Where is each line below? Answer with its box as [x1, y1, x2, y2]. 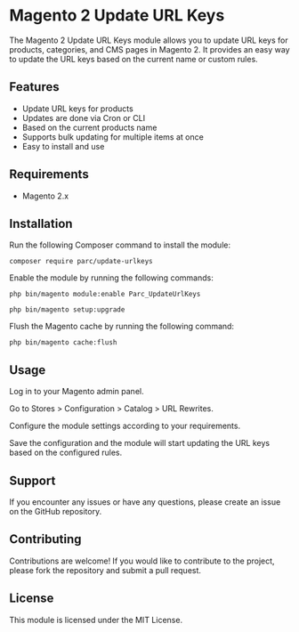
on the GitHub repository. [9, 506, 102, 516]
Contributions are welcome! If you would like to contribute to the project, [9, 555, 275, 566]
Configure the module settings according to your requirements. [9, 420, 241, 432]
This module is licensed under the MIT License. [9, 614, 183, 625]
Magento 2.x [21, 190, 69, 201]
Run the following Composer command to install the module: [9, 239, 231, 250]
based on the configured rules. [9, 447, 123, 458]
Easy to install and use [21, 141, 105, 151]
